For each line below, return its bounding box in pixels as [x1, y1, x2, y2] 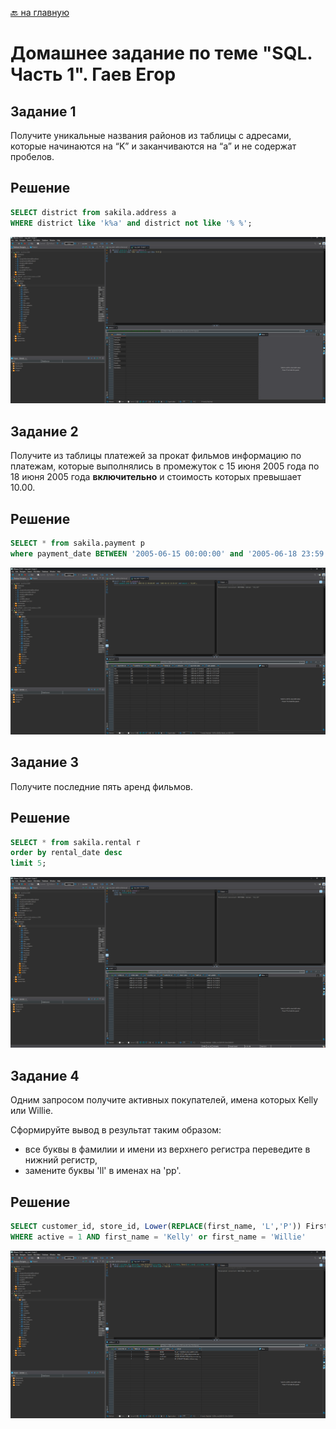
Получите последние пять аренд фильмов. [10, 780, 194, 792]
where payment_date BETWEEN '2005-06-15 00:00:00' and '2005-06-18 [10, 548, 298, 559]
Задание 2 [10, 423, 79, 440]
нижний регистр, [24, 1154, 98, 1166]
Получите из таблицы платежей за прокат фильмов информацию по [10, 450, 302, 462]
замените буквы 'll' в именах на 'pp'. [24, 1165, 182, 1177]
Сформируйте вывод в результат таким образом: [10, 1124, 222, 1136]
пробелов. [10, 151, 55, 162]
